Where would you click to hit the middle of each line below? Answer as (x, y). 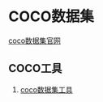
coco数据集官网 (34, 40)
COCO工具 (35, 68)
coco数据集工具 (46, 89)
